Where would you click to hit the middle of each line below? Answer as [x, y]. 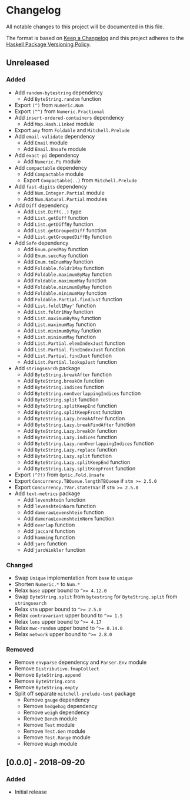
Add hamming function [49, 537]
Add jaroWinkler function [54, 549]
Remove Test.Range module [57, 738]
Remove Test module [49, 725]
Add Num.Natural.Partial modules [65, 199]
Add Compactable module [54, 174]
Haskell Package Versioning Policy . [49, 44]
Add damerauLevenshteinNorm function [69, 518]
